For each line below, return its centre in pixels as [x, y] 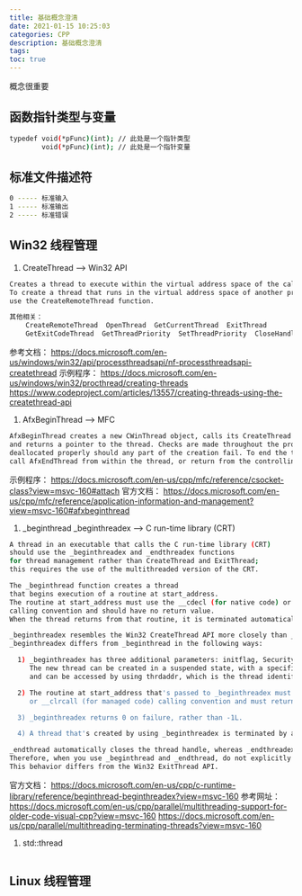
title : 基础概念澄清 [44, 18]
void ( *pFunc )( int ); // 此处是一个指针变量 [116, 147]
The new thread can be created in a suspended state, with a [146, 668]
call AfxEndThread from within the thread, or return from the [130, 461]
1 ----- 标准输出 [39, 207]
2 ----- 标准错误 [39, 215]
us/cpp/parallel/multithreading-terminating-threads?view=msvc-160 [136, 825]
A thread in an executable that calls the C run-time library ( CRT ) [140, 544]
